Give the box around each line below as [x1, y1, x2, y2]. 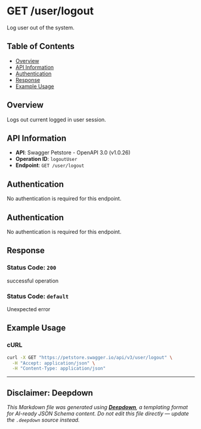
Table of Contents [7, 41, 75, 51]
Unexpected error [7, 305, 51, 312]
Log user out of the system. [7, 24, 75, 31]
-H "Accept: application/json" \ [12, 360, 95, 366]
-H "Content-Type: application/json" [12, 366, 106, 372]
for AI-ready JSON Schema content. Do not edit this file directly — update [7, 410, 190, 417]
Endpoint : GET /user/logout [15, 162, 85, 169]
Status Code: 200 [7, 263, 57, 272]
